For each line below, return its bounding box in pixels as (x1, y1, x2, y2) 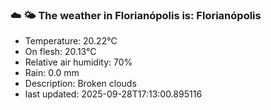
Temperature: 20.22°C (24, 35, 118, 47)
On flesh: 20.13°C (24, 46, 97, 58)
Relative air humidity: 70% (24, 56, 133, 68)
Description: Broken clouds (24, 78, 137, 90)
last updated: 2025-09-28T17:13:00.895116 (24, 88, 203, 100)
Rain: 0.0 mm (24, 67, 80, 79)
